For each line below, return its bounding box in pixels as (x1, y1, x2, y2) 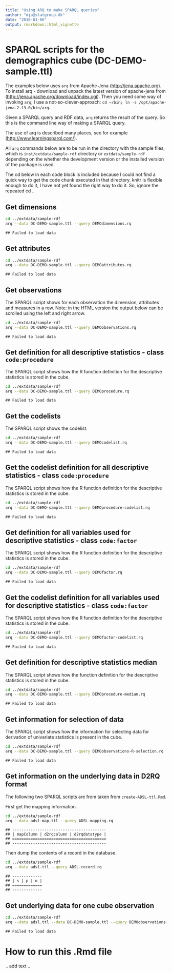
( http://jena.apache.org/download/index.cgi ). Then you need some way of (5, 93, 162, 100)
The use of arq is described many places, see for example (5, 130, 128, 136)
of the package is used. (5, 162, 55, 168)
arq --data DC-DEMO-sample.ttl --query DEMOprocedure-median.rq (5, 692, 145, 697)
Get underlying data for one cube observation (5, 901, 155, 910)
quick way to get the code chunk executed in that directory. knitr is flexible (5, 177, 163, 183)
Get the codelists (5, 411, 61, 421)
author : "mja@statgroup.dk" (5, 12, 66, 17)
